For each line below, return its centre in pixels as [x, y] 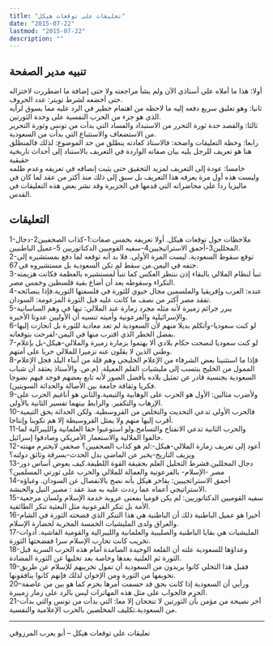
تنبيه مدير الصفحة [48, 71]
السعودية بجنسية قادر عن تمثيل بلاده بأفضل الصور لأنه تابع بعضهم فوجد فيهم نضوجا [132, 377]
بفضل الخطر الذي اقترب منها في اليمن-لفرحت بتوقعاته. [93, 334]
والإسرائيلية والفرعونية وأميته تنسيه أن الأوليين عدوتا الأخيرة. [99, 316]
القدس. [20, 195]
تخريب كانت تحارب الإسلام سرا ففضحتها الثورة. [80, 541]
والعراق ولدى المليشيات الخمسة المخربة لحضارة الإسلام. [94, 523]
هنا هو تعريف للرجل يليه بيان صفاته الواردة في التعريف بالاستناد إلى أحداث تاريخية [130, 152]
